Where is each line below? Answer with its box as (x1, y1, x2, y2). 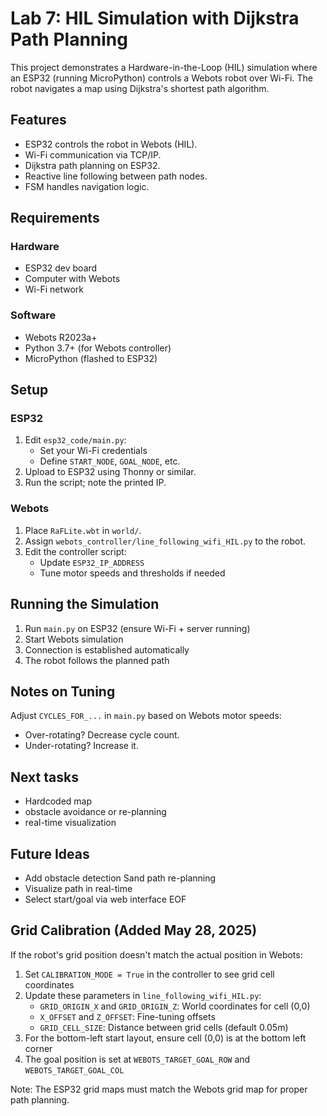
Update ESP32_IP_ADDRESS (39, 556, 145, 568)
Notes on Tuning (10, 683, 116, 700)
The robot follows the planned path (24, 654, 170, 666)
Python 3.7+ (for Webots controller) (24, 342, 172, 354)
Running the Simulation (10, 596, 160, 613)
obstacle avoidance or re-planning (24, 806, 167, 818)
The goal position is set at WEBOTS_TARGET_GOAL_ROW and (24, 1053, 251, 1065)
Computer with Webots (24, 273, 121, 285)
